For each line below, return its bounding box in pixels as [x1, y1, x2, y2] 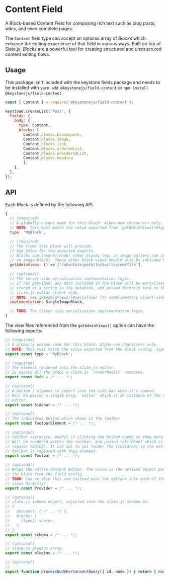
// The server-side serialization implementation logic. [10, 276, 132, 281]
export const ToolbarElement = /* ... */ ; [5, 421, 96, 426]
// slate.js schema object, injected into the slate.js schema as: [5, 500, 150, 505]
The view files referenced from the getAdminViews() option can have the [5, 322, 154, 328]
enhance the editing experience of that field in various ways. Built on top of [5, 40, 161, 46]
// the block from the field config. [5, 472, 84, 477]
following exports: [5, 328, 43, 334]
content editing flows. [5, 51, 50, 57]
